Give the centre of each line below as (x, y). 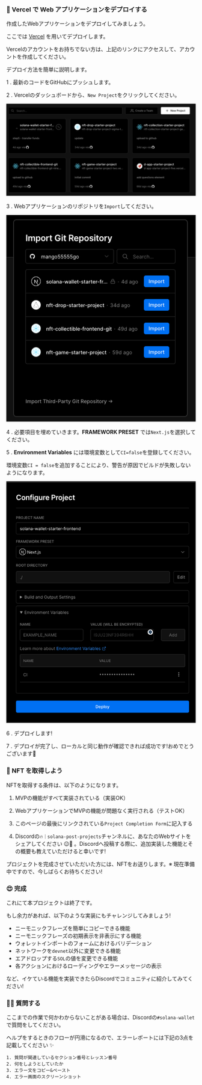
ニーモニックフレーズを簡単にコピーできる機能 (72, 928)
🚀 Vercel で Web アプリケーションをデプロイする (77, 9)
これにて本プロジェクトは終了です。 (51, 902)
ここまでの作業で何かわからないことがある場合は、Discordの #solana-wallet (101, 1018)
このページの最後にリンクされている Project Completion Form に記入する (104, 823)
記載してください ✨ (30, 1045)
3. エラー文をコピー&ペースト (38, 1071)
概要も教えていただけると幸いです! (63, 851)
